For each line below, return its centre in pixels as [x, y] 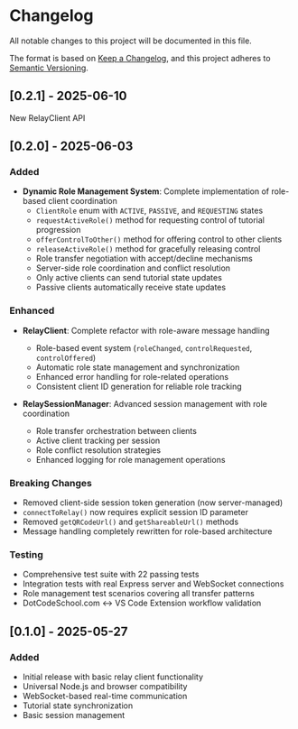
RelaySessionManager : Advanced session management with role [145, 403]
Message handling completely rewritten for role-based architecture [147, 531]
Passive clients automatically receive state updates [131, 287]
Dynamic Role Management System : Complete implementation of [146, 191]
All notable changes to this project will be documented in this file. [131, 41]
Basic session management [74, 715]
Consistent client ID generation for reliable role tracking [139, 386]
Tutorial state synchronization [78, 706]
